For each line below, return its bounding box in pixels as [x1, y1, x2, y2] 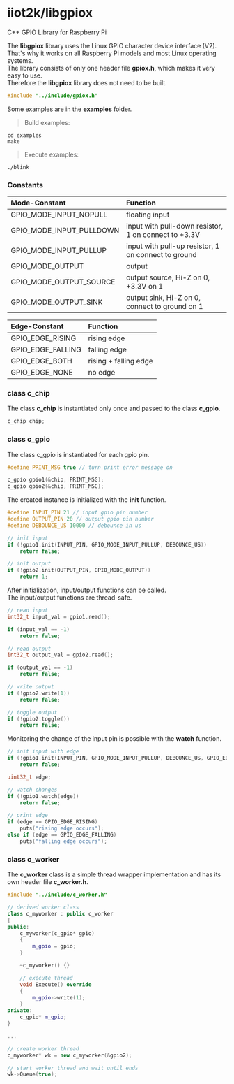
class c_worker [7, 854, 60, 864]
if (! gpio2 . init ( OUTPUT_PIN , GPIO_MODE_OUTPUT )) [7, 567, 151, 574]
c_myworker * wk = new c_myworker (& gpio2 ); [7, 1052, 132, 1059]
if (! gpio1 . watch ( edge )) [7, 793, 79, 800]
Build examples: [24, 118, 70, 127]
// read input [7, 607, 49, 614]
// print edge [7, 812, 49, 819]
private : [7, 1007, 33, 1014]
